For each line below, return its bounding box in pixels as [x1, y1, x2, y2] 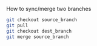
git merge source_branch [6, 33, 69, 40]
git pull [6, 22, 28, 28]
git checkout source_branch [6, 17, 78, 23]
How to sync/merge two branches [6, 5, 92, 12]
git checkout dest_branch [6, 28, 72, 34]
